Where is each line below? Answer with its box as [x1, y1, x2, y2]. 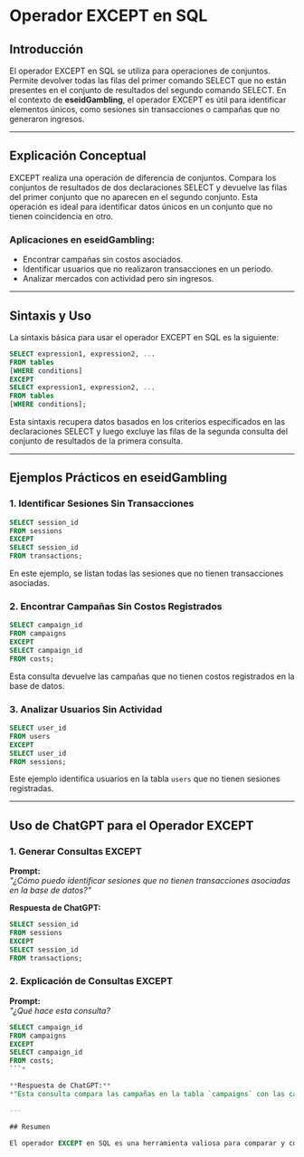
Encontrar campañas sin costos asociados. [22, 254, 184, 265]
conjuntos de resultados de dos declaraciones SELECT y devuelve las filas [9, 182, 288, 193]
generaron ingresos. [9, 114, 85, 124]
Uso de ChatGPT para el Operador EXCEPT [9, 818, 254, 833]
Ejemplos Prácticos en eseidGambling [9, 470, 228, 485]
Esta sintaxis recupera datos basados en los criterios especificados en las [9, 416, 286, 427]
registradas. [9, 783, 54, 794]
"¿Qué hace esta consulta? [9, 1005, 111, 1016]
